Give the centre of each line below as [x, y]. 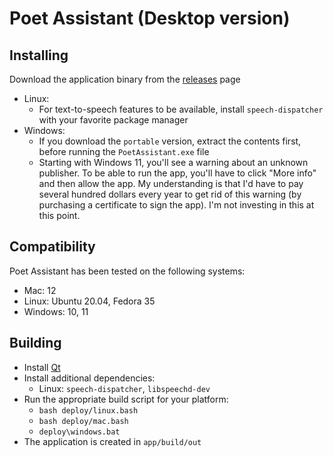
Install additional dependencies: [89, 378]
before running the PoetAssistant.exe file [124, 151]
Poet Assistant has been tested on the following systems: [127, 271]
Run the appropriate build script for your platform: [126, 399]
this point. [59, 215]
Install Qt [42, 367]
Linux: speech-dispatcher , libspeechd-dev [124, 388]
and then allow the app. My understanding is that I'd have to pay [171, 183]
